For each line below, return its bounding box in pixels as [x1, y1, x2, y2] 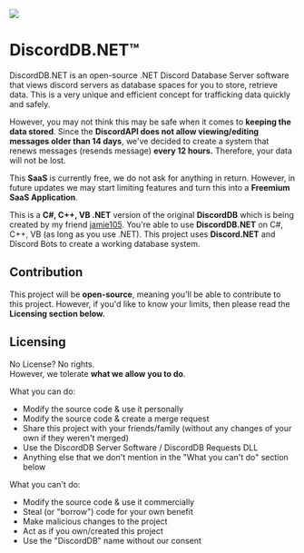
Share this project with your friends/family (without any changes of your [22, 422, 292, 433]
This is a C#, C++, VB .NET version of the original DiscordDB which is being [9, 209, 295, 220]
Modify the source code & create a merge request [22, 413, 210, 424]
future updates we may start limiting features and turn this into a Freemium [9, 182, 290, 193]
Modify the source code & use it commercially [22, 496, 195, 508]
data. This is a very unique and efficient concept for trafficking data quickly [9, 89, 290, 100]
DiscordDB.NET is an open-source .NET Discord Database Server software [9, 69, 289, 81]
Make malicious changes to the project [22, 516, 168, 527]
